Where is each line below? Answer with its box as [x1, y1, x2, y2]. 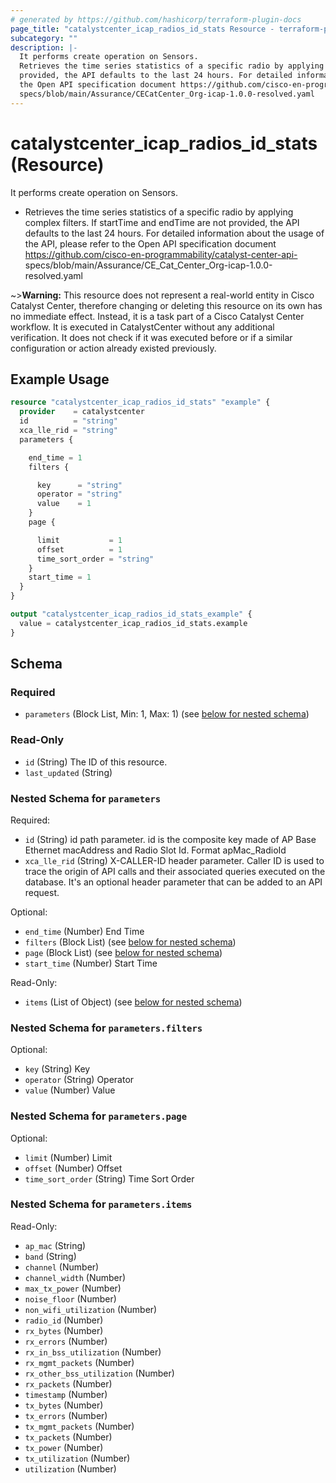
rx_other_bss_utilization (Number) [24, 1367, 175, 1379]
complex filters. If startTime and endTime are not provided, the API [24, 216, 300, 228]
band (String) [24, 1250, 77, 1262]
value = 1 [36, 499, 92, 509]
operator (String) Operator [24, 1074, 135, 1086]
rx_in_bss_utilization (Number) [24, 1346, 162, 1358]
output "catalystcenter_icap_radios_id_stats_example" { [10, 609, 253, 619]
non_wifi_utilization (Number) [24, 1303, 158, 1315]
